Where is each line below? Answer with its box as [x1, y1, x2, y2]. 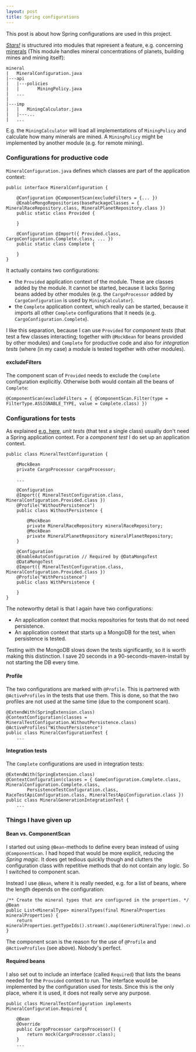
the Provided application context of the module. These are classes [14, 278, 174, 285]
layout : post [6, 8, 38, 15]
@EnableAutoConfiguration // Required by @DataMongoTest [16, 554, 158, 560]
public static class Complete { [16, 241, 95, 247]
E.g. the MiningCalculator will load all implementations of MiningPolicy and [6, 127, 187, 134]
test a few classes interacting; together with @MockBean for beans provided [6, 333, 184, 340]
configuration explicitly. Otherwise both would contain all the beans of [6, 378, 174, 385]
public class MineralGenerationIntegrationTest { [6, 797, 129, 803]
